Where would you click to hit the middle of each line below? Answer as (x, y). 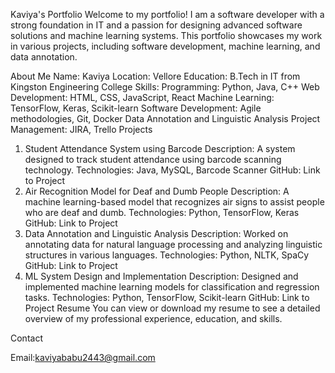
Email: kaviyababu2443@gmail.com (83, 357)
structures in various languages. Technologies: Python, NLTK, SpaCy (167, 255)
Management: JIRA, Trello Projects (81, 129)
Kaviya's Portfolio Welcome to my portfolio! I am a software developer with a (167, 14)
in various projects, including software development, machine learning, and (165, 46)
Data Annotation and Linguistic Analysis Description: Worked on (156, 233)
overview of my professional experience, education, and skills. (153, 318)
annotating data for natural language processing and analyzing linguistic (173, 244)
